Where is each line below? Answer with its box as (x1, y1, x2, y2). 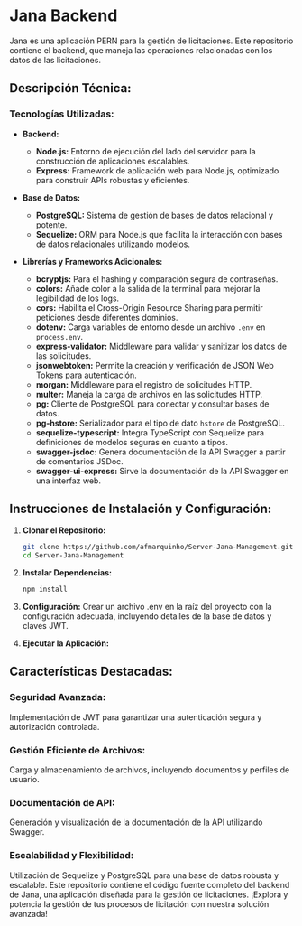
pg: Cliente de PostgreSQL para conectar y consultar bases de (35, 398, 270, 409)
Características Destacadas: (9, 664, 173, 679)
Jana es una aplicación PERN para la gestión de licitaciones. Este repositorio (9, 35, 294, 46)
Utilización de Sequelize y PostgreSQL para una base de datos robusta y (9, 869, 279, 881)
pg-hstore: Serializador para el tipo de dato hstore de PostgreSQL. (35, 417, 286, 428)
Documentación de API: (9, 796, 115, 809)
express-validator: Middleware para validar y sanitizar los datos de (35, 341, 287, 351)
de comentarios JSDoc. (35, 455, 124, 466)
